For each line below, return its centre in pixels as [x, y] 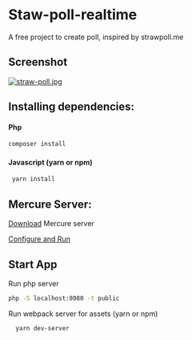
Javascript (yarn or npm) [51, 162]
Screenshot [38, 62]
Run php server [34, 283]
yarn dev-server [42, 328]
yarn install [34, 179]
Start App [33, 264]
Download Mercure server [51, 224]
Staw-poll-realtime [73, 15]
